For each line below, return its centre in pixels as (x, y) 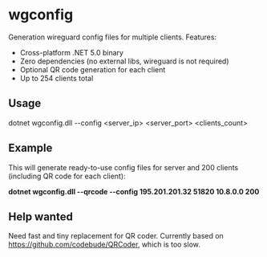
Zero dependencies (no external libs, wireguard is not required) (125, 61)
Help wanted (41, 216)
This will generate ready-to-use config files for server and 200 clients (123, 167)
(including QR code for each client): (67, 176)
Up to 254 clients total (57, 78)
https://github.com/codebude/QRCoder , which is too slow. (104, 245)
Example (30, 148)
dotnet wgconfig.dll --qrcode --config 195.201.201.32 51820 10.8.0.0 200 (134, 191)
